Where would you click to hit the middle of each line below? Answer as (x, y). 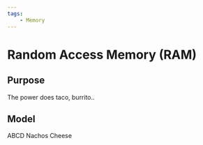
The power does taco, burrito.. (51, 97)
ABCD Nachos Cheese (39, 136)
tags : (15, 14)
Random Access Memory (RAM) (102, 55)
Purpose (26, 81)
